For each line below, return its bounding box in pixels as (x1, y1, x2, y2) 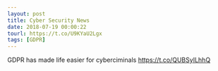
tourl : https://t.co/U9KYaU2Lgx (7, 30, 102, 37)
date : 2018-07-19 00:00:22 (7, 23, 87, 30)
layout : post (7, 10, 46, 18)
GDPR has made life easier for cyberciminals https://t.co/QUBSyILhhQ (7, 56, 211, 64)
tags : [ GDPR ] (7, 37, 46, 44)
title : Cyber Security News (7, 17, 90, 24)
